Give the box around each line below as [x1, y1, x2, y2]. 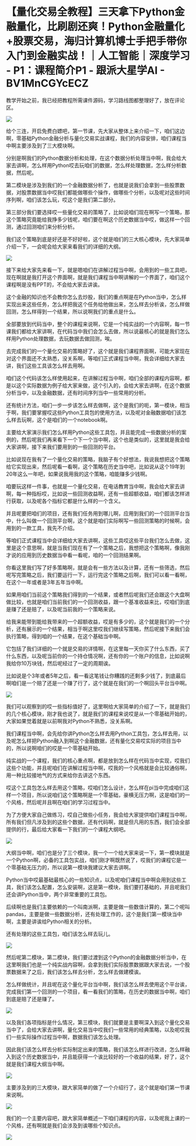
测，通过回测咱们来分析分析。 [6, 223, 78, 230]
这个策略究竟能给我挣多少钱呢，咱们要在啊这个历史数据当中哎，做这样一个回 [6, 216, 190, 223]
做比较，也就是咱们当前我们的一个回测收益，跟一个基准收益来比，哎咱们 [6, 598, 180, 605]
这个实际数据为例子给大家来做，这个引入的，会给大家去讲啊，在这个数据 [16, 381, 190, 389]
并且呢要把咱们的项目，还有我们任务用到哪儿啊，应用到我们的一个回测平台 [6, 510, 185, 517]
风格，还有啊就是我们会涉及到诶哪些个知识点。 [10, 1121, 124, 1129]
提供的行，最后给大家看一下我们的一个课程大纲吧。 [6, 825, 129, 832]
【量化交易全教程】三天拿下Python [6, 5, 175, 19]
